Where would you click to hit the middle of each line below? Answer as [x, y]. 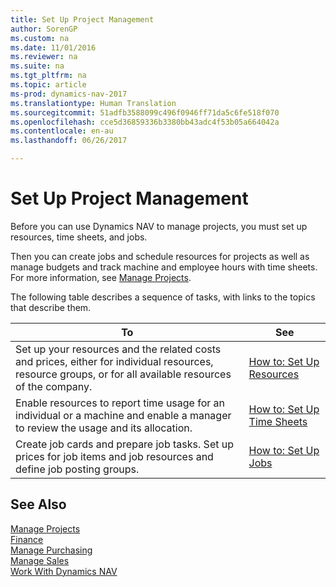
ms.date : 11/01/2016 [53, 47]
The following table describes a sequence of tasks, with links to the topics [163, 297]
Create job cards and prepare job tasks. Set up [124, 444]
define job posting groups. [77, 469]
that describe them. [51, 307]
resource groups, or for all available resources [123, 374]
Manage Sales [40, 560]
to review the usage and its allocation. [104, 428]
